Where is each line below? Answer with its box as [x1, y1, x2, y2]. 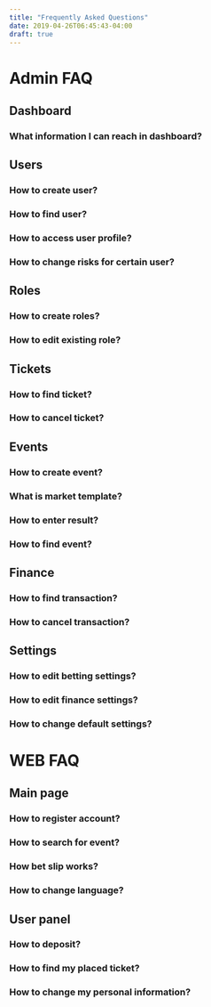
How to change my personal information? [9, 986, 191, 998]
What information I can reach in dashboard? [9, 130, 202, 142]
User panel [9, 912, 71, 927]
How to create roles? [9, 310, 100, 322]
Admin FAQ [9, 68, 93, 88]
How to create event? [9, 466, 104, 478]
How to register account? [9, 812, 121, 824]
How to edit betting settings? [9, 670, 137, 682]
